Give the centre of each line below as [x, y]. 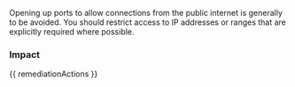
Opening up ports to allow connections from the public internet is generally [146, 13]
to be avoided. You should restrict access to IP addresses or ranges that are [147, 22]
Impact [25, 54]
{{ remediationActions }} [54, 74]
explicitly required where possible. [72, 32]
